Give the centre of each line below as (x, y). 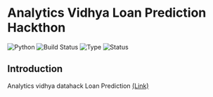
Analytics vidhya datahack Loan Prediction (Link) (78, 86)
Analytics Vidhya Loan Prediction (107, 13)
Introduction (35, 69)
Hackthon (37, 28)
